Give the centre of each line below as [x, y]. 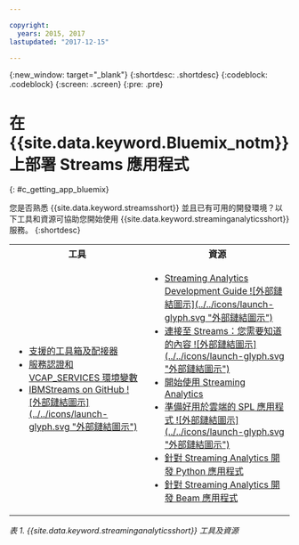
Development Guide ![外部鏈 [223, 291]
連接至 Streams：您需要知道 [223, 331]
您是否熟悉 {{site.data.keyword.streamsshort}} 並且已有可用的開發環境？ [142, 208]
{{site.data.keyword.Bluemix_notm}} [149, 142]
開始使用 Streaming [205, 382]
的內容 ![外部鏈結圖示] [210, 345]
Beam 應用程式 [207, 498]
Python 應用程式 [210, 471]
